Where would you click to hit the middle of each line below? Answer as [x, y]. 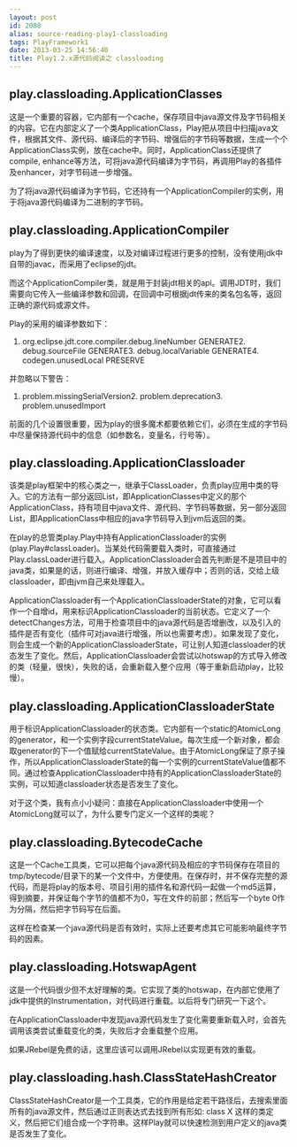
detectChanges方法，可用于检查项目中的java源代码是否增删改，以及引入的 [145, 623]
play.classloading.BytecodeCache [106, 842]
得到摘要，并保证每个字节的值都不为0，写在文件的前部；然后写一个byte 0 [143, 898]
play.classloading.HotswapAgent [103, 967]
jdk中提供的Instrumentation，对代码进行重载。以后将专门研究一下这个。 [140, 1000]
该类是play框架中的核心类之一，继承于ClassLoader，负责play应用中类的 [140, 485]
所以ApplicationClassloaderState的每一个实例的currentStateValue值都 [151, 762]
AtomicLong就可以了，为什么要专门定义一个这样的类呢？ [113, 814]
